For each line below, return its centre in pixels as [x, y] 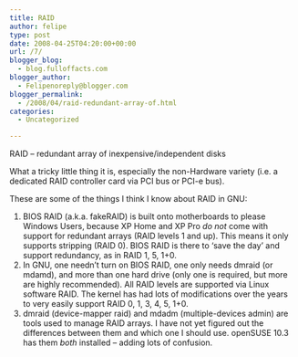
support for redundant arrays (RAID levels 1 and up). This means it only [155, 236]
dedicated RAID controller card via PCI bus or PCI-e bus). [117, 181]
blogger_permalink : [46, 94]
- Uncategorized [48, 120]
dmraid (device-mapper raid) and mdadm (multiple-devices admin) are [155, 314]
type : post [30, 35]
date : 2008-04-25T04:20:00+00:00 [73, 43]
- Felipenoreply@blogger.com [73, 86]
